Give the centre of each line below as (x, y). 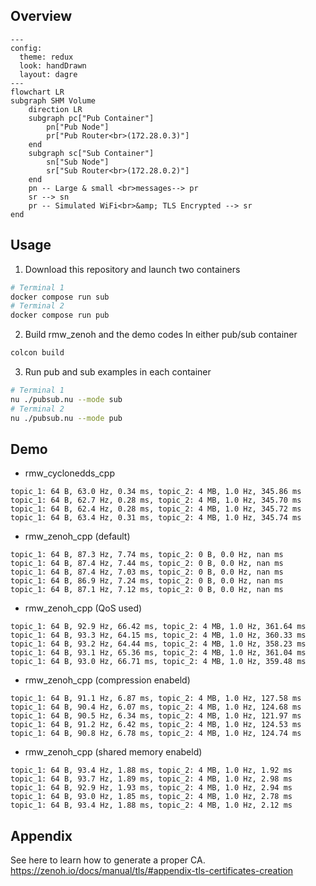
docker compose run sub (60, 297)
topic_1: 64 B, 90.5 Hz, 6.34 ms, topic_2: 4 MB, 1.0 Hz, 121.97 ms (156, 716)
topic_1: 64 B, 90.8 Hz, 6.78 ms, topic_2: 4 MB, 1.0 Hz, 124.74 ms (156, 734)
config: (26, 48)
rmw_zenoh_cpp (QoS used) (83, 608)
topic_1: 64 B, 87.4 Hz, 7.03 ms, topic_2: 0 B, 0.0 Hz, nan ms (147, 572)
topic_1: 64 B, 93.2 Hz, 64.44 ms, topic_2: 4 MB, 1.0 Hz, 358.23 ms (158, 644)
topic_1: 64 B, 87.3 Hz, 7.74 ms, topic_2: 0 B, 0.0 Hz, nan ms (147, 555)
